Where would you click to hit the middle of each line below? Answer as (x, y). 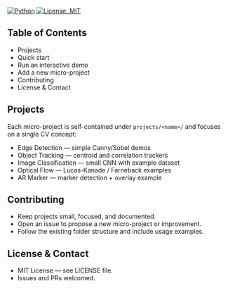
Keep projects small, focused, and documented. (87, 217)
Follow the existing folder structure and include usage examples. (111, 232)
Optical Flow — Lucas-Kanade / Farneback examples (94, 170)
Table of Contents (47, 33)
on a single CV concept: (42, 134)
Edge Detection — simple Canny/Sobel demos (84, 147)
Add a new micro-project (53, 72)
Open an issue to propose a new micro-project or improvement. (109, 224)
